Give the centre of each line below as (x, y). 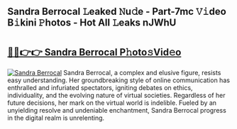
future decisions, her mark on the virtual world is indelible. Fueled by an (112, 103)
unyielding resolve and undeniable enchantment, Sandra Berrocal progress (117, 110)
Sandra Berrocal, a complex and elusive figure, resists (142, 73)
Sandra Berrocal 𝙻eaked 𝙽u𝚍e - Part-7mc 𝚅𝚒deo (117, 12)
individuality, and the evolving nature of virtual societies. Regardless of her (116, 95)
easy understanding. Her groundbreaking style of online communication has (119, 80)
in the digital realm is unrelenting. (56, 118)
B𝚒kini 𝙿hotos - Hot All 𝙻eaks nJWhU (92, 23)
